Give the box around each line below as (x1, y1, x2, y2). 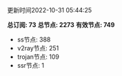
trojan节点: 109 (17, 53, 60, 61)
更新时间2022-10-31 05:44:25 (7, 6, 92, 14)
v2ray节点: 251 (17, 44, 59, 52)
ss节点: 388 (17, 35, 51, 44)
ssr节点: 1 (17, 61, 45, 69)
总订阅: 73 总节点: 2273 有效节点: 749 (7, 21, 115, 29)
